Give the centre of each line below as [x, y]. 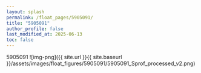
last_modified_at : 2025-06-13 [44, 34]
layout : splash [25, 12]
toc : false [20, 40]
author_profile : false [35, 29]
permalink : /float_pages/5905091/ [50, 17]
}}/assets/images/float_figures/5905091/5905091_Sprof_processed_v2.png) [101, 63]
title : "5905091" [28, 23]
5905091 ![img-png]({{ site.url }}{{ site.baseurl [64, 57]
